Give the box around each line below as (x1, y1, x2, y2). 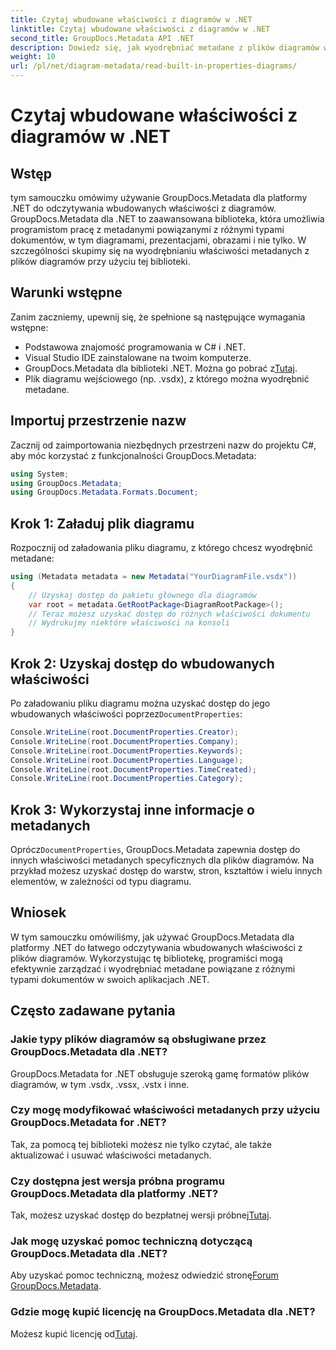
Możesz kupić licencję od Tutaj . (10, 1327, 138, 1340)
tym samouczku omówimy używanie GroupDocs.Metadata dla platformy (10, 192, 308, 203)
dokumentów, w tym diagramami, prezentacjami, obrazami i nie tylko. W (10, 234, 307, 246)
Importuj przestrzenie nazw (10, 412, 187, 430)
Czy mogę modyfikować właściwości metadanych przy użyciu (10, 1103, 321, 1117)
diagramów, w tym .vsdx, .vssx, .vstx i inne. (10, 1078, 190, 1090)
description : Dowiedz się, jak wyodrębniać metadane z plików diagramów (10, 42, 320, 53)
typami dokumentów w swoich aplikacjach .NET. (10, 973, 210, 985)
